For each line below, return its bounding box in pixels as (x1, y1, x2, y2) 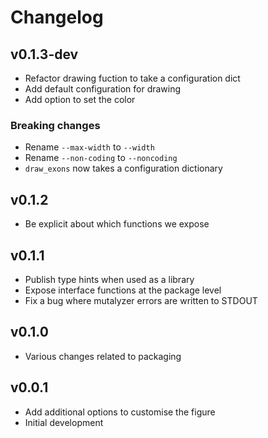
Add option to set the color (24, 94, 136, 105)
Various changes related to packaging (24, 350, 182, 362)
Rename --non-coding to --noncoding (24, 152, 178, 164)
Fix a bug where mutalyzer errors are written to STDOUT (24, 294, 258, 306)
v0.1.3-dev (10, 46, 79, 63)
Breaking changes (10, 118, 101, 132)
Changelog (10, 6, 104, 29)
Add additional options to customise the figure (24, 406, 216, 418)
